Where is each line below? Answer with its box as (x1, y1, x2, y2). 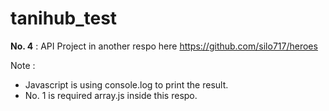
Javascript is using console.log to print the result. (24, 78, 229, 91)
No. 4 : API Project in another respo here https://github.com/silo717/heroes (10, 40, 318, 52)
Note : (10, 59, 36, 71)
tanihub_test (10, 7, 118, 30)
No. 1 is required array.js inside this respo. (24, 89, 198, 101)
